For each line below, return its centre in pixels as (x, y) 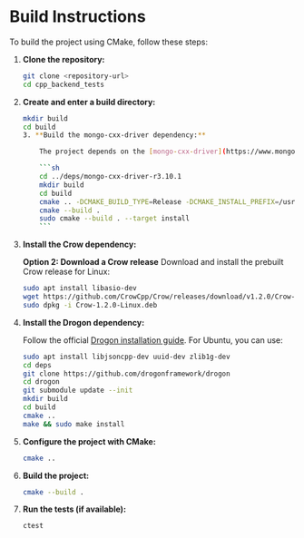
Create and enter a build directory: (89, 102)
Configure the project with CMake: (89, 441)
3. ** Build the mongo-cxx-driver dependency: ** (114, 135)
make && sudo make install (74, 424)
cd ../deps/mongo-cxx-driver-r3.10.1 (111, 177)
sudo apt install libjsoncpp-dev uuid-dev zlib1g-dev (126, 357)
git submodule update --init (78, 391)
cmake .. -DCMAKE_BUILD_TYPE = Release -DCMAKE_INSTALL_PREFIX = (159, 201)
